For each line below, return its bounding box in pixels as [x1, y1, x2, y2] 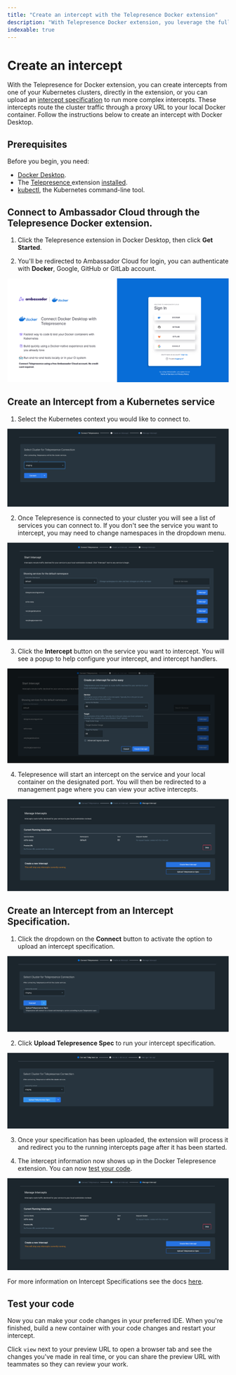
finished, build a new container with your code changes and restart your [7, 1324, 216, 1332]
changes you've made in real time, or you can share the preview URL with [7, 1352, 221, 1361]
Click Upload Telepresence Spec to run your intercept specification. [17, 1039, 216, 1047]
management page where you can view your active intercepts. [17, 785, 199, 793]
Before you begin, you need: [7, 157, 90, 165]
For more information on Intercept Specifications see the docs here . [7, 1277, 204, 1286]
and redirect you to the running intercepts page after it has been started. [17, 1143, 228, 1151]
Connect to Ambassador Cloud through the [7, 206, 200, 218]
